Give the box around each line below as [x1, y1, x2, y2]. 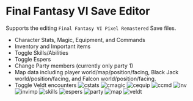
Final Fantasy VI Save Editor [5, 4, 150, 18]
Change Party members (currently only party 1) [14, 62, 134, 69]
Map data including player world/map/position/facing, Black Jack [14, 68, 179, 75]
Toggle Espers [14, 55, 51, 63]
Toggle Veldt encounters [14, 81, 77, 89]
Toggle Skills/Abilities [14, 49, 68, 56]
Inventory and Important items [14, 43, 91, 50]
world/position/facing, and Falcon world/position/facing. [14, 75, 156, 82]
